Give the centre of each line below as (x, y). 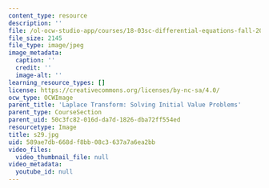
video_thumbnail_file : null (62, 157)
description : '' (35, 23)
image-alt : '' (39, 75)
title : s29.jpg (34, 134)
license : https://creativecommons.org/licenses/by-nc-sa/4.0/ (114, 90)
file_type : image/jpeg (46, 46)
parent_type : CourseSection (55, 113)
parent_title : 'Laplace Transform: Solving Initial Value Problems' (125, 105)
